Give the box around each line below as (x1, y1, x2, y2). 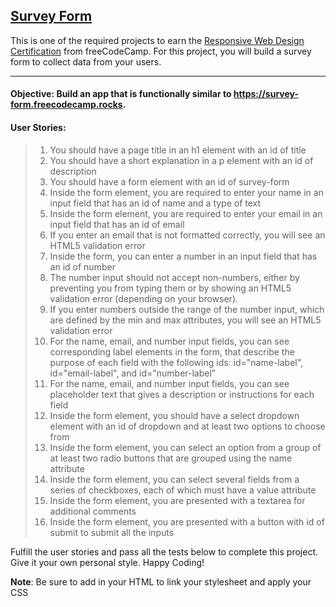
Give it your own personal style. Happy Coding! (10, 556, 205, 568)
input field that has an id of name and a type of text (49, 197, 262, 209)
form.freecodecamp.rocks (10, 99, 123, 111)
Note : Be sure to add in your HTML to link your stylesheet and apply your (10, 575, 312, 588)
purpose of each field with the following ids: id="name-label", (49, 356, 304, 368)
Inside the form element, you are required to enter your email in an (49, 207, 323, 219)
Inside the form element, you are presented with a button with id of (49, 515, 325, 528)
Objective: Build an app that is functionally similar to (10, 88, 232, 100)
